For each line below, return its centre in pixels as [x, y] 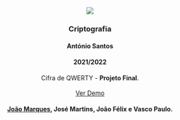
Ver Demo [90, 93]
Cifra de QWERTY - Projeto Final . [90, 77]
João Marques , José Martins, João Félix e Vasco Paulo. [90, 109]
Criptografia [90, 28]
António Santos [90, 45]
